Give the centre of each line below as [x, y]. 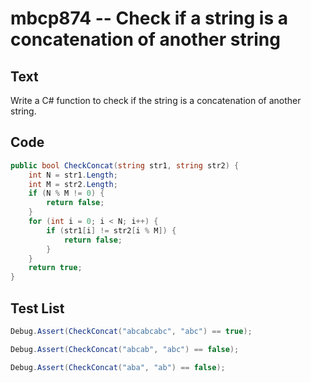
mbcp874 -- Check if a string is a [149, 18]
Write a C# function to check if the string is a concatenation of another [156, 100]
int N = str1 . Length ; [73, 175]
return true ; [55, 268]
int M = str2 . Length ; [73, 184]
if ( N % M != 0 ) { [66, 193]
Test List [37, 308]
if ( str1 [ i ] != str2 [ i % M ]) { [111, 230]
